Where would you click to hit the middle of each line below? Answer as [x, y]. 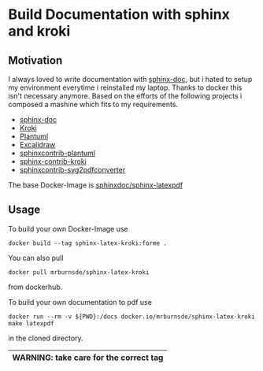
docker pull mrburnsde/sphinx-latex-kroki [79, 272]
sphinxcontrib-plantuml [57, 153]
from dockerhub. [35, 287]
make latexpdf [31, 323]
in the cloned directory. [46, 338]
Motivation [35, 60]
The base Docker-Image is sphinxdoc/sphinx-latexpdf [96, 185]
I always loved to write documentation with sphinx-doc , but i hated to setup [130, 79]
